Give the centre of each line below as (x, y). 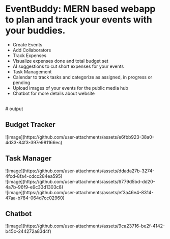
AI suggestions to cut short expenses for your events (68, 66)
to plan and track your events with (79, 20)
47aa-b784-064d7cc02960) (35, 198)
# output (14, 109)
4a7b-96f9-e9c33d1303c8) (34, 187)
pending (21, 83)
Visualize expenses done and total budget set (60, 61)
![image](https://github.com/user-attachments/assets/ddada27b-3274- (80, 171)
